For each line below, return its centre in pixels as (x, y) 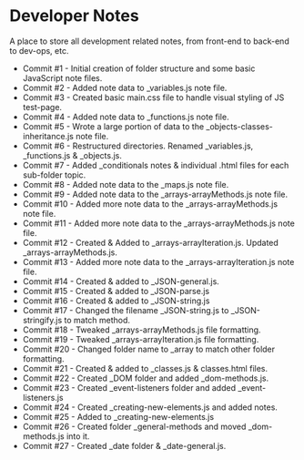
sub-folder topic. (54, 175)
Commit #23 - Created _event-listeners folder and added (129, 387)
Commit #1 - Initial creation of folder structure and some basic (139, 68)
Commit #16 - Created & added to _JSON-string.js (116, 301)
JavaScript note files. (62, 77)
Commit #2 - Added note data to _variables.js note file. (125, 87)
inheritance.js (48, 136)
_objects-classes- (239, 126)
